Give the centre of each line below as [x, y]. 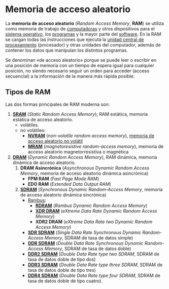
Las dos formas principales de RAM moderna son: [58, 104]
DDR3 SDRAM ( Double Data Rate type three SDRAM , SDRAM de [95, 265]
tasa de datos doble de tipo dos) [62, 259]
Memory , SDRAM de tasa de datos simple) [89, 238]
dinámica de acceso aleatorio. [44, 162]
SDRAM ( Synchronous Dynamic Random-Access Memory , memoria [91, 189]
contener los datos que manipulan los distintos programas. [66, 50]
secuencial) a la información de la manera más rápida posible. [70, 76]
